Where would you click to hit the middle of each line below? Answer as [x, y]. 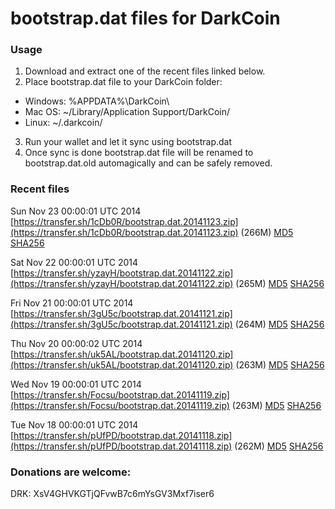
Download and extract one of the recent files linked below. [145, 71]
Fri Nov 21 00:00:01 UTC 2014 [72, 303]
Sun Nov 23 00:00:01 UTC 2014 [76, 211]
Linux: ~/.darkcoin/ [63, 123]
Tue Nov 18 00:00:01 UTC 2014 [74, 424]
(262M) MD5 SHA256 [279, 446]
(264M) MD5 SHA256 [279, 324]
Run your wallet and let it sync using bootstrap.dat [128, 142]
